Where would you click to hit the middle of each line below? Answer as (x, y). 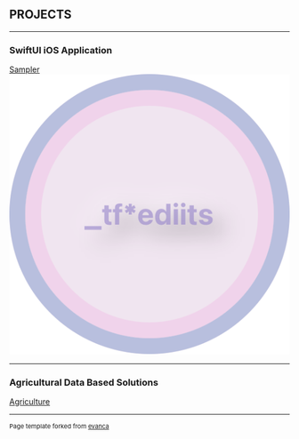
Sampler (24, 69)
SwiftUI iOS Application (61, 50)
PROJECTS (40, 15)
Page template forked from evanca (59, 427)
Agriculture (30, 402)
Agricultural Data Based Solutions (84, 383)
